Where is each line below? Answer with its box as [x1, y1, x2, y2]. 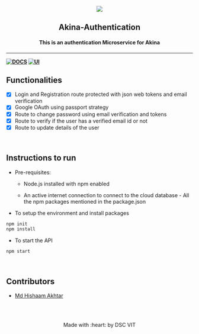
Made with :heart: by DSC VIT [63, 321, 136, 328]
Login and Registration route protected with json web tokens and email [14, 91, 188, 98]
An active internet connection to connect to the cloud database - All [23, 191, 190, 198]
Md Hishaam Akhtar [14, 292, 63, 299]
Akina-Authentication [58, 23, 141, 33]
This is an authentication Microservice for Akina [38, 38, 161, 46]
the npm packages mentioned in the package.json [23, 198, 146, 205]
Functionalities [6, 75, 62, 85]
